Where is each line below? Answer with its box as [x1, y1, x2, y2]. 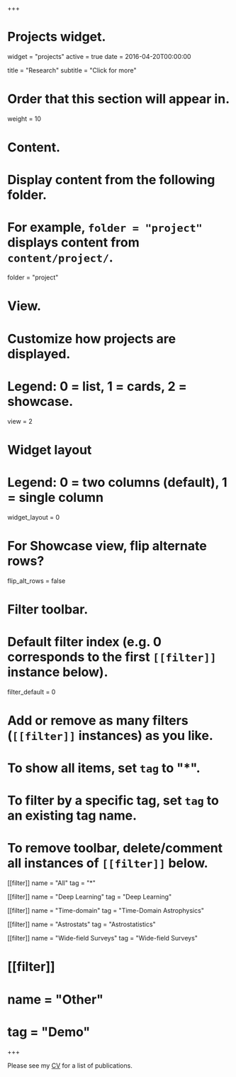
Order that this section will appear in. [7, 91, 230, 107]
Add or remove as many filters [7, 712, 189, 729]
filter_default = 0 [7, 687, 56, 696]
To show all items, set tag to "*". [7, 760, 201, 776]
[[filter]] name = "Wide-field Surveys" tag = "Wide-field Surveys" [7, 934, 198, 943]
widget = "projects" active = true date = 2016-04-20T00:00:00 [7, 52, 191, 60]
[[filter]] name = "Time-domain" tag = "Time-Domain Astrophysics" [7, 906, 204, 915]
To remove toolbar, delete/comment [7, 840, 223, 857]
